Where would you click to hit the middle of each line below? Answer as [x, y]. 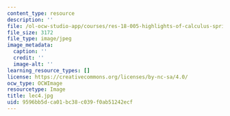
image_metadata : [30, 45]
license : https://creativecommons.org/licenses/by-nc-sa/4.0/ [98, 77]
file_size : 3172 [30, 32]
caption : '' [30, 52]
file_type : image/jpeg [39, 39]
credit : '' [29, 58]
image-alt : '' [33, 64]
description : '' [30, 20]
